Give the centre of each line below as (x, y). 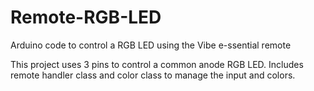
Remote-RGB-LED (86, 17)
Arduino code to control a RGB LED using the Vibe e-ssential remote (151, 45)
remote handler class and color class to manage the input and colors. (153, 75)
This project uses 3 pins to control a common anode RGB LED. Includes (157, 64)
